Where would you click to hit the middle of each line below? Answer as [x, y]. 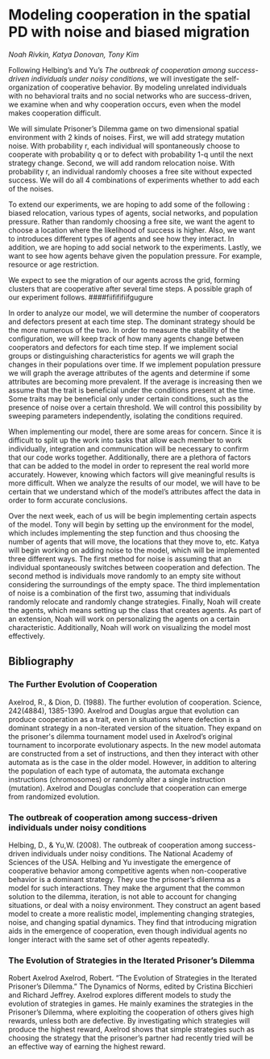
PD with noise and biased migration [129, 32]
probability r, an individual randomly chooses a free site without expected [130, 171]
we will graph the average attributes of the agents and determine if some [129, 372]
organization [29, 87]
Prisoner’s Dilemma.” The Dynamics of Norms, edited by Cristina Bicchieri [131, 986]
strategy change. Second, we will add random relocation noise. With [122, 162]
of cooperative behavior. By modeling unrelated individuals [149, 87]
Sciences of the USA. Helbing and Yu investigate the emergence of [120, 862]
